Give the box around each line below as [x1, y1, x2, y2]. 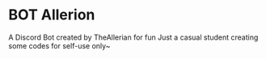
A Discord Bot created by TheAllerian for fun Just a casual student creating [8, 32, 259, 42]
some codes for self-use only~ [8, 40, 111, 50]
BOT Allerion [8, 6, 95, 24]
